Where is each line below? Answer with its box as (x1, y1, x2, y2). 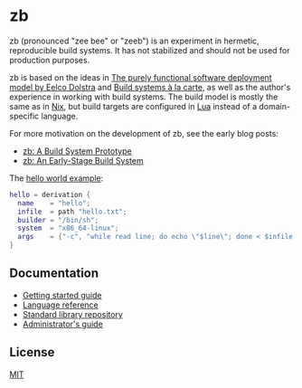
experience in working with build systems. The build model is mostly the (9, 91, 278, 102)
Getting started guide (22, 289, 102, 300)
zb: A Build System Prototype (22, 146, 133, 156)
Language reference (22, 299, 99, 310)
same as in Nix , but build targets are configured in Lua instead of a (9, 100, 258, 111)
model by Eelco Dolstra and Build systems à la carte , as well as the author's (9, 81, 291, 92)
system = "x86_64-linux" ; (17, 223, 119, 233)
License (9, 345, 55, 360)
